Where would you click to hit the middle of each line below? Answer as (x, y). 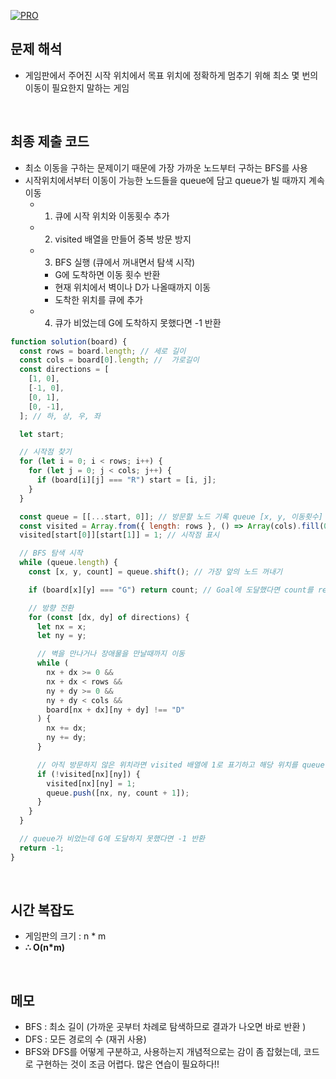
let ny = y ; (61, 636)
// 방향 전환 (51, 608)
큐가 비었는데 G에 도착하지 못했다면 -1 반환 (138, 322)
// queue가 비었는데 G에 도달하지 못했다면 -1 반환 (112, 839)
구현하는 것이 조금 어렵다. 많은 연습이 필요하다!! (127, 1064)
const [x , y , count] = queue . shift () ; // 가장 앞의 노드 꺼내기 (155, 572)
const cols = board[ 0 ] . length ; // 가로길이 (109, 360)
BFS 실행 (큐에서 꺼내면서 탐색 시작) (125, 262)
